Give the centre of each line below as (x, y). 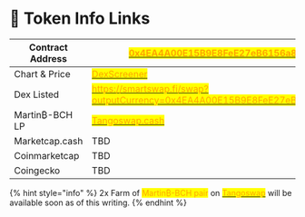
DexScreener (120, 74)
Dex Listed (37, 94)
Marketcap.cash (49, 141)
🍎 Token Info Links (80, 19)
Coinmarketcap (47, 155)
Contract (48, 47)
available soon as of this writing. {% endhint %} (98, 202)
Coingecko (37, 170)
